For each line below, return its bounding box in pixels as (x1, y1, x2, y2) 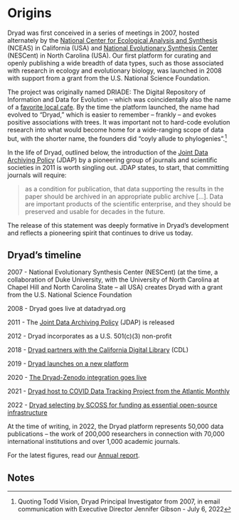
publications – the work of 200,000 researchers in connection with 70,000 (7, 430, 225, 438)
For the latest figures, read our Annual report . (7, 451, 140, 460)
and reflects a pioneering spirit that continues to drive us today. (7, 228, 193, 237)
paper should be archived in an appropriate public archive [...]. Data (24, 192, 224, 201)
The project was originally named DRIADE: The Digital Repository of (7, 87, 206, 96)
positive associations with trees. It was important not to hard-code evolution (7, 117, 230, 126)
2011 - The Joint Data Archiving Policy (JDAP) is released (7, 318, 175, 327)
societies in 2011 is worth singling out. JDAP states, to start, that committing (7, 163, 229, 171)
